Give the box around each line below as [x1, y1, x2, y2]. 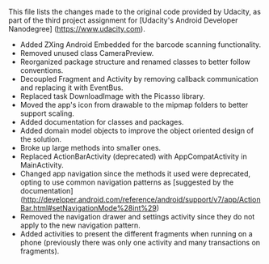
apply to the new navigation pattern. [19, 220, 141, 230]
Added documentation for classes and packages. [19, 117, 184, 126]
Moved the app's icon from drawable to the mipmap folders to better [19, 100, 249, 109]
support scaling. [19, 109, 75, 118]
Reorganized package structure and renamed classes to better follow [19, 57, 250, 66]
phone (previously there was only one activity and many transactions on [19, 238, 261, 247]
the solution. [19, 134, 62, 144]
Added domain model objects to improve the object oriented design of [19, 126, 254, 135]
